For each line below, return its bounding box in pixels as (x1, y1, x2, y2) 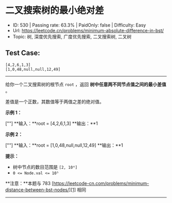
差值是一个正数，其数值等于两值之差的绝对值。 (5, 98, 104, 105)
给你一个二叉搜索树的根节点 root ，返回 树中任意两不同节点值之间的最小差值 (5, 81, 166, 87)
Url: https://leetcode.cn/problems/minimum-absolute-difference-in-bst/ (12, 27, 164, 33)
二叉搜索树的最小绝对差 (5, 5, 104, 16)
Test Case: (5, 49, 40, 57)
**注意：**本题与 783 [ (5, 180, 54, 186)
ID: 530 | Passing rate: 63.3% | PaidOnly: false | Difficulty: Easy (12, 22, 146, 28)
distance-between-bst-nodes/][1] (5, 187, 76, 193)
